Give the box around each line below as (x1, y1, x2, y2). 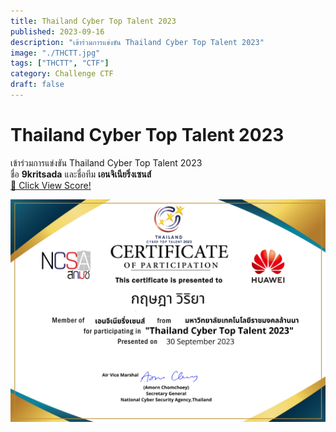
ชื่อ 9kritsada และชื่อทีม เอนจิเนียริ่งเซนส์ (10, 168, 152, 180)
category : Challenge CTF (10, 69, 114, 79)
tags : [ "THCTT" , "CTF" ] (10, 58, 110, 69)
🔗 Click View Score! (10, 179, 92, 191)
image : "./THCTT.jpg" (10, 48, 101, 58)
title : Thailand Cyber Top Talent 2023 (10, 16, 177, 26)
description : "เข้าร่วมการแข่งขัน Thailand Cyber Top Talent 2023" (10, 37, 265, 47)
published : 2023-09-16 (10, 26, 105, 37)
